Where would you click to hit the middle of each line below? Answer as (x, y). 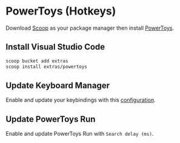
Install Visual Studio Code (55, 47)
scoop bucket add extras (37, 61)
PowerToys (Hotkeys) (61, 11)
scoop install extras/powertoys (46, 67)
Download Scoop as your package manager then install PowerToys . (90, 28)
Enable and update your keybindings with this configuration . (81, 100)
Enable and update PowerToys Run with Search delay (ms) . (80, 134)
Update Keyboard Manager (58, 85)
